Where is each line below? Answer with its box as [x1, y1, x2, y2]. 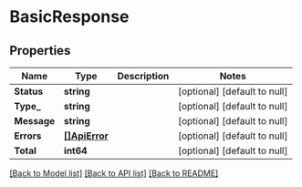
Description [117, 70, 170, 82]
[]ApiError [63, 130, 109, 142]
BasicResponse [9, 6, 130, 27]
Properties [9, 43, 71, 58]
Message [14, 115, 56, 127]
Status [14, 85, 44, 98]
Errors [14, 130, 42, 142]
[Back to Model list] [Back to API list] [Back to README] [9, 168, 219, 179]
